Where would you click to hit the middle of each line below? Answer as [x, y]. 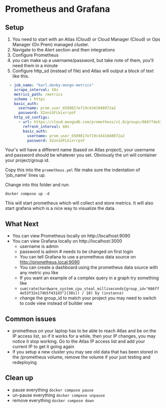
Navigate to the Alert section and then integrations [63, 50]
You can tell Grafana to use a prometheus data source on [78, 257]
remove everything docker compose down [53, 400]
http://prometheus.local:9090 [50, 262]
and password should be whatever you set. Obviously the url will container [81, 155]
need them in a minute [35, 66]
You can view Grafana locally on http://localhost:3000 [67, 241]
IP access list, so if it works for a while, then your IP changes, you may [84, 336]
